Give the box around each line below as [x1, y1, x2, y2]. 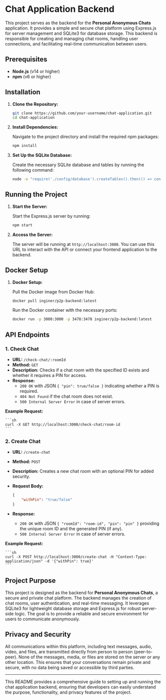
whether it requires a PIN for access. [12, 373, 87, 378]
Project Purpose [5, 576, 56, 585]
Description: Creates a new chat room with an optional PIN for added [12, 468, 154, 474]
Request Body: [12, 483, 43, 489]
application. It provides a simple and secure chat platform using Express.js [5, 25, 157, 31]
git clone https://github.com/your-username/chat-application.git [12, 110, 152, 116]
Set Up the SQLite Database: [12, 152, 72, 158]
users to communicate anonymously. [5, 616, 81, 622]
